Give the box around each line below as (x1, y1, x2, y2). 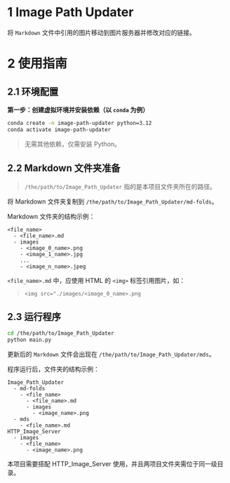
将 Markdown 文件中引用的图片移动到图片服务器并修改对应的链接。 (7, 28, 196, 37)
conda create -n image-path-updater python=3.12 (7, 119, 152, 126)
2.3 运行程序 (7, 310, 62, 323)
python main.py (7, 336, 52, 344)
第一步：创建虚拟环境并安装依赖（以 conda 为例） (7, 105, 149, 114)
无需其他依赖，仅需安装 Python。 (24, 140, 121, 148)
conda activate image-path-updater (7, 126, 111, 133)
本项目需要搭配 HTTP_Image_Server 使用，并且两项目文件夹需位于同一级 (7, 460, 217, 468)
